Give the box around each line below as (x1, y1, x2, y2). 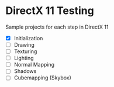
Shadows (13, 68, 37, 75)
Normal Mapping (13, 61, 55, 68)
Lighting (13, 54, 34, 62)
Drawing (13, 41, 34, 48)
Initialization (13, 34, 43, 41)
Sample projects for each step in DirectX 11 (5, 23, 109, 30)
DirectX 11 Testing (5, 4, 94, 18)
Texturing (13, 48, 37, 55)
